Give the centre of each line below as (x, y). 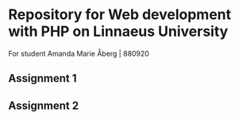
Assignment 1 (42, 78)
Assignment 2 (44, 105)
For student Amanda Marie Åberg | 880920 (79, 53)
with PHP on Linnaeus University (118, 31)
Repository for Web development (120, 15)
